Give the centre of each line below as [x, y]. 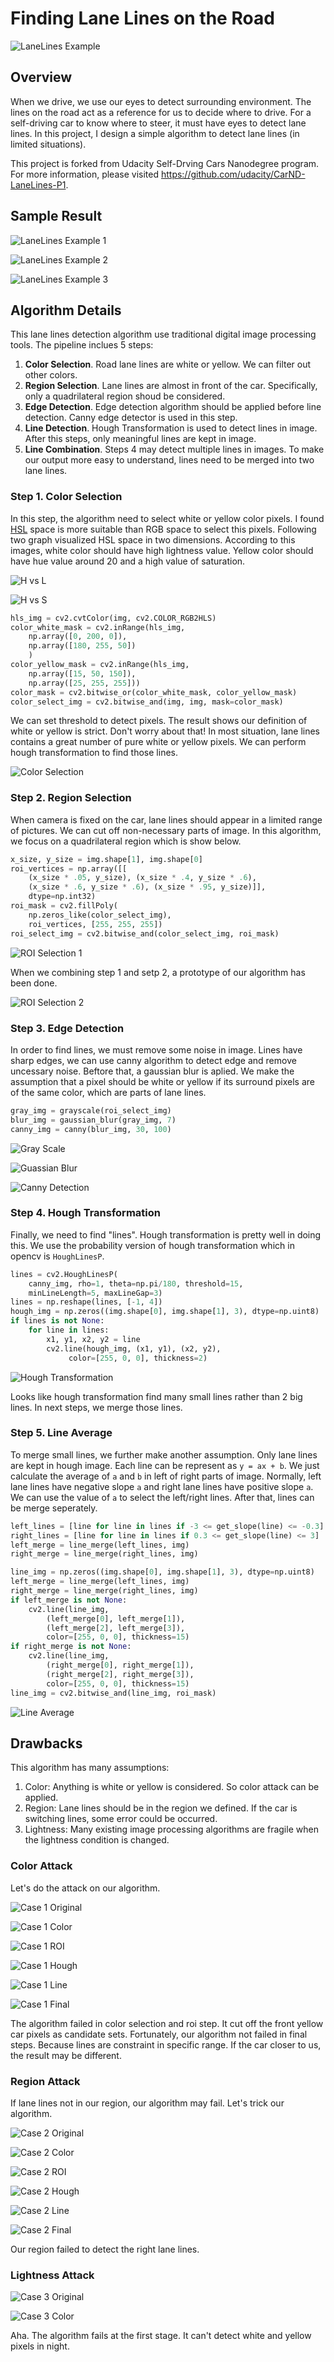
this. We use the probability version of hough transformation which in [152, 1245]
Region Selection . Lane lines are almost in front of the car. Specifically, [171, 386]
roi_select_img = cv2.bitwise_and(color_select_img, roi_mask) [145, 933]
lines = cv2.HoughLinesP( [64, 1274]
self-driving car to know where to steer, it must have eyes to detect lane [158, 123]
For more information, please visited [84, 174]
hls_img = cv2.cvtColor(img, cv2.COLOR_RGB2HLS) [113, 618]
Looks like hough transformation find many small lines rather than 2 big [156, 1396]
